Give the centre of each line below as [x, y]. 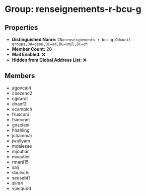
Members [20, 76]
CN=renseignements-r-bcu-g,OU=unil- [95, 40]
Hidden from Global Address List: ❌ [49, 60]
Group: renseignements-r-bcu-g [73, 9]
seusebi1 [21, 178]
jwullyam [21, 141]
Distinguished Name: [34, 39]
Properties [21, 28]
